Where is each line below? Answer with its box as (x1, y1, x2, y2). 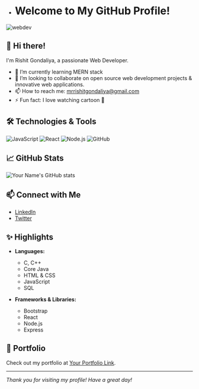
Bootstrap (23, 307, 48, 314)
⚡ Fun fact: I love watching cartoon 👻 (14, 96, 105, 103)
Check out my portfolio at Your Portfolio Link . (6, 359, 116, 366)
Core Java (23, 266, 49, 272)
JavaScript (23, 278, 50, 285)
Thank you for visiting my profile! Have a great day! (6, 376, 132, 383)
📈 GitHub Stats (6, 153, 64, 163)
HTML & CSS (23, 272, 56, 279)
